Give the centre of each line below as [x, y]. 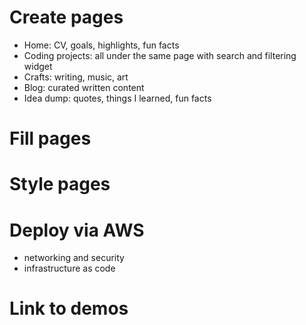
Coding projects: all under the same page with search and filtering [160, 55]
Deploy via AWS [77, 230]
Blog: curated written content [84, 87]
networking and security [74, 258]
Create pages [66, 17]
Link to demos [69, 308]
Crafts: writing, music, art [76, 77]
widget [38, 66]
